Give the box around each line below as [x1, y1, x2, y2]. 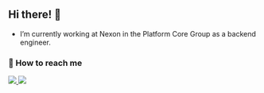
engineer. [19, 37, 52, 47]
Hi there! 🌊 [8, 8, 62, 21]
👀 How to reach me [8, 57, 83, 68]
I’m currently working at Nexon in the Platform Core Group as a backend [19, 29, 257, 38]
